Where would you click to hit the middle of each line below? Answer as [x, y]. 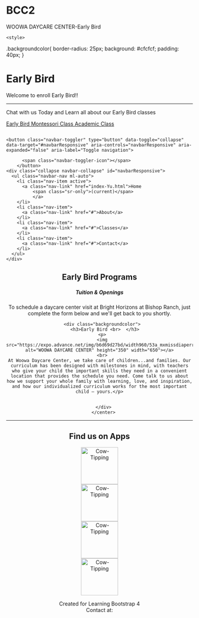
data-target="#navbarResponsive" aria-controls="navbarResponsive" [91, 145]
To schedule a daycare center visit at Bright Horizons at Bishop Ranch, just [99, 307]
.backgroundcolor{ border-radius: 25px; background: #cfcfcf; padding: [93, 49]
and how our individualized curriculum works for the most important [99, 387]
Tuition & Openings [99, 292]
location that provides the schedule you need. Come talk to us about [99, 376]
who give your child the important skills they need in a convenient [99, 371]
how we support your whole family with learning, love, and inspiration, [99, 382]
